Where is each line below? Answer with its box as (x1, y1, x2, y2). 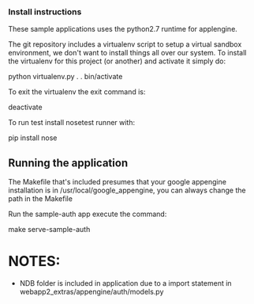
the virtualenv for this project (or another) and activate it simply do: (8, 56, 226, 66)
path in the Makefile (8, 194, 73, 203)
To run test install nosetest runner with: (8, 118, 136, 127)
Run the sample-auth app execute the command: (8, 209, 167, 219)
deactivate (8, 102, 43, 112)
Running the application (8, 156, 129, 169)
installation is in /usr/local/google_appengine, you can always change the (8, 185, 246, 196)
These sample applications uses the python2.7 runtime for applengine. (8, 25, 238, 34)
